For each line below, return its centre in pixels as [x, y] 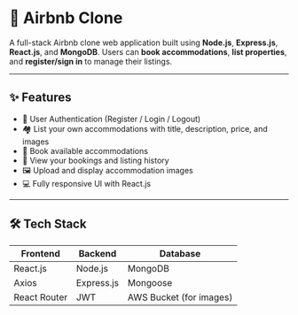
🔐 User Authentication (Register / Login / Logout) [111, 119]
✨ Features [40, 98]
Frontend [40, 253]
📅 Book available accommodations [85, 150]
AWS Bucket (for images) [180, 297]
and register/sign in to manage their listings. [91, 61]
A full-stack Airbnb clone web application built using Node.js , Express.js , [144, 42]
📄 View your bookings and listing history [96, 160]
